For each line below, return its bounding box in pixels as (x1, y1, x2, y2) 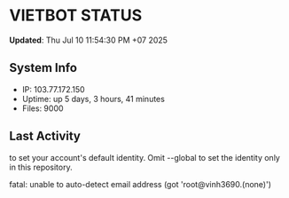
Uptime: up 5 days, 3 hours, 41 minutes (21, 93, 166, 104)
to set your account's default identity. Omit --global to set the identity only (9, 152, 281, 162)
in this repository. (9, 162, 73, 172)
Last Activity (9, 129, 82, 144)
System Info (9, 60, 78, 75)
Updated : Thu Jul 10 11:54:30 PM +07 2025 (9, 35, 168, 45)
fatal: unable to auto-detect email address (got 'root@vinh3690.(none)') (9, 178, 272, 189)
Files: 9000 (21, 103, 64, 114)
